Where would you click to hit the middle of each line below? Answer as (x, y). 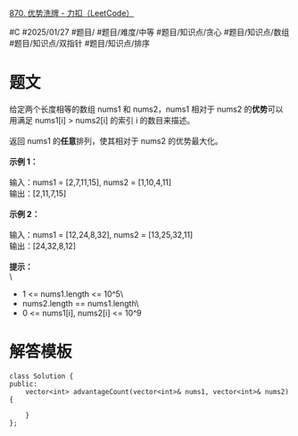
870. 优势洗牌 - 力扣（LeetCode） (72, 13)
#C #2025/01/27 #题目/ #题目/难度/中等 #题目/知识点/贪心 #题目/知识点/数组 (149, 32)
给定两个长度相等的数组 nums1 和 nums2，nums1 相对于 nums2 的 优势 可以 (146, 109)
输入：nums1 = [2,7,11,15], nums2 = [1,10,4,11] (91, 182)
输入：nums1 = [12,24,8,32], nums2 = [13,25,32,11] (101, 234)
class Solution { (41, 376)
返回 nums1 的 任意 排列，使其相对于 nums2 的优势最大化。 (116, 140)
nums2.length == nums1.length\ (80, 303)
